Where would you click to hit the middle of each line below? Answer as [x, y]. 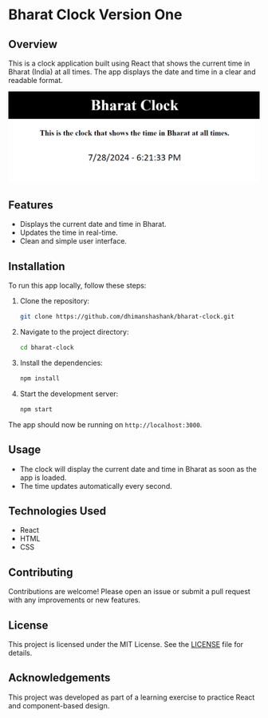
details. [20, 653]
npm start [36, 409]
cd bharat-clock [47, 348]
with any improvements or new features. [75, 600]
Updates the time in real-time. [69, 232]
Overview [33, 44]
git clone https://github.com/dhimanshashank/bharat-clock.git [127, 317]
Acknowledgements [59, 678]
